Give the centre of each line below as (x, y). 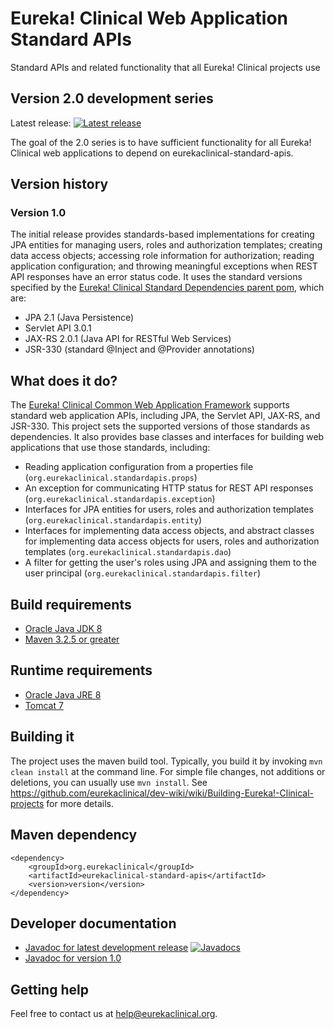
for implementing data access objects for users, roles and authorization (172, 541)
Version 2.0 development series (112, 98)
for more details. (80, 803)
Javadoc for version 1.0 (73, 958)
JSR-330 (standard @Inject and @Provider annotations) (139, 349)
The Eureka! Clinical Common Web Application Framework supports (150, 405)
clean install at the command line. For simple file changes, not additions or (168, 771)
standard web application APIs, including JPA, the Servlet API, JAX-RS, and (165, 416)
